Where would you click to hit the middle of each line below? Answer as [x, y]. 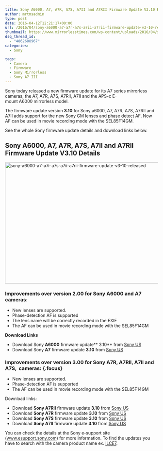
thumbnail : [16, 32]
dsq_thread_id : [20, 37]
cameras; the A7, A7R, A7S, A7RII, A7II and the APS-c [58, 96]
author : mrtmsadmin [25, 14]
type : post [16, 18]
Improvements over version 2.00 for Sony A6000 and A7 [73, 294]
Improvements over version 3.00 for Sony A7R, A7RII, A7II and [80, 362]
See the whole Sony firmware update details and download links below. [76, 130]
